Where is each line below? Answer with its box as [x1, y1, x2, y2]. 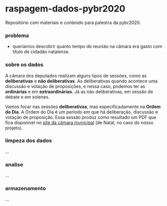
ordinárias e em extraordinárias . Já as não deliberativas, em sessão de [5, 88, 153, 94]
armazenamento [5, 185, 46, 192]
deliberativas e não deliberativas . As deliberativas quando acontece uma [5, 78, 158, 84]
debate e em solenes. [5, 93, 50, 100]
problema [5, 32, 29, 39]
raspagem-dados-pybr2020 [5, 3, 125, 14]
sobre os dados [5, 61, 43, 68]
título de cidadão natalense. [12, 48, 70, 55]
